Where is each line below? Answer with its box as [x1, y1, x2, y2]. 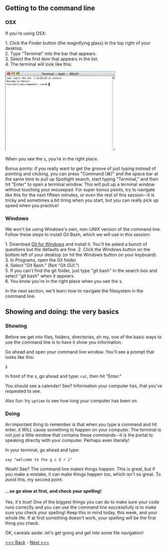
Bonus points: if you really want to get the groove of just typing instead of [5, 165, 156, 171]
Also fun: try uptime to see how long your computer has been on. [5, 398, 139, 404]
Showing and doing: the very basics [5, 307, 119, 316]
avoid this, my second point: [5, 476, 63, 482]
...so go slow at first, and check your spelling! [5, 488, 102, 494]
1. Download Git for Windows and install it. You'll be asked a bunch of [5, 241, 148, 247]
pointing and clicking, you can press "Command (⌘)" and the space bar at [5, 170, 159, 176]
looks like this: [5, 354, 35, 360]
